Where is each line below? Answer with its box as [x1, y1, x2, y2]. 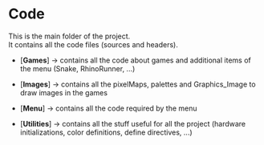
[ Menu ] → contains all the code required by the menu [19, 103, 198, 113]
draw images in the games [19, 87, 108, 97]
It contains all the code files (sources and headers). [8, 39, 179, 49]
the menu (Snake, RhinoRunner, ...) [19, 63, 136, 73]
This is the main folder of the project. [8, 31, 131, 41]
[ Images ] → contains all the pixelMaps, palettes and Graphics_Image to [19, 79, 256, 89]
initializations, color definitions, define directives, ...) [19, 127, 193, 137]
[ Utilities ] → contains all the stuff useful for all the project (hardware [19, 119, 246, 128]
